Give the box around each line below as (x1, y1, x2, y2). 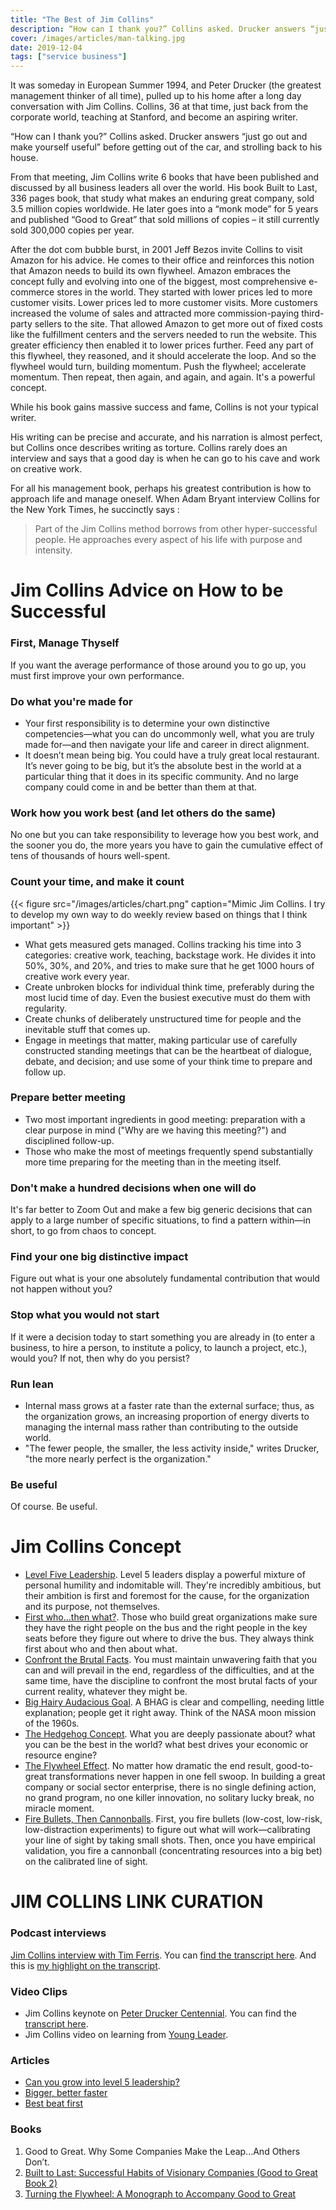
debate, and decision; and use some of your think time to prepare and (24, 1055, 313, 1067)
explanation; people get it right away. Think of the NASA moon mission (24, 1707, 317, 1719)
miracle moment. (24, 1802, 95, 1815)
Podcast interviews (10, 1926, 107, 1940)
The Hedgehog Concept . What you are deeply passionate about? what (24, 1728, 316, 1740)
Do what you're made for (10, 694, 133, 708)
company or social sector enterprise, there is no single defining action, (24, 1781, 317, 1793)
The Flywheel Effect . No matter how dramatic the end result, (24, 1760, 274, 1772)
